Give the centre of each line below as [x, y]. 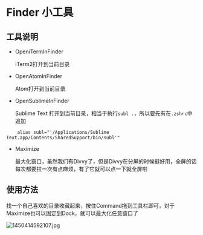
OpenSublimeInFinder [42, 101]
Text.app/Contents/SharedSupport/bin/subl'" [63, 137]
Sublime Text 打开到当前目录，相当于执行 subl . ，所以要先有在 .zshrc [101, 113]
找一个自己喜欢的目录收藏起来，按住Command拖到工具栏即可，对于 [91, 205]
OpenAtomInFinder [38, 76]
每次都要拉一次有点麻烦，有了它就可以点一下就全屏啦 [81, 169]
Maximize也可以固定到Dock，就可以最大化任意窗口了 [72, 213]
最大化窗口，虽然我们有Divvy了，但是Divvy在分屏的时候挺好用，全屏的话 [106, 161]
